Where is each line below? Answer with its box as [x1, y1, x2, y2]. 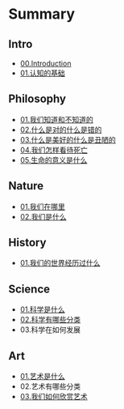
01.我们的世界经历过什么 [19, 258, 101, 268]
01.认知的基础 [19, 68, 66, 78]
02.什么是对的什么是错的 [19, 125, 102, 134]
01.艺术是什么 [19, 372, 66, 381]
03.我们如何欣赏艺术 [19, 392, 88, 402]
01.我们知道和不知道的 [19, 114, 94, 124]
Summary [8, 5, 75, 23]
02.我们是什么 [19, 211, 67, 221]
